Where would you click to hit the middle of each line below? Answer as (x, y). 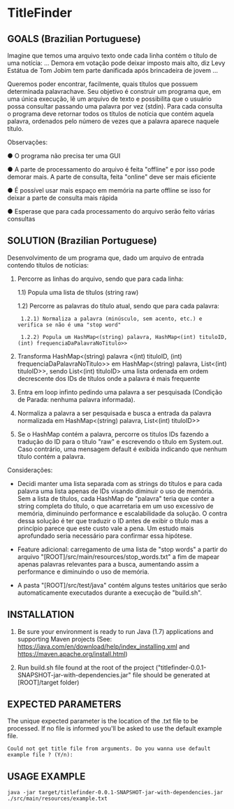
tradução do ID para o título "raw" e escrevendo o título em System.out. (120, 441)
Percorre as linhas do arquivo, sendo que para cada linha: (100, 279)
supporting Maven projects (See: (65, 639)
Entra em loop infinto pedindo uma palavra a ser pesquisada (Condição (120, 392)
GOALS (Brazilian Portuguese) (74, 39)
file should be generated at (171, 675)
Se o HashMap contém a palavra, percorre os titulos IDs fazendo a (113, 434)
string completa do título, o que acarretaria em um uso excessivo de (116, 506)
